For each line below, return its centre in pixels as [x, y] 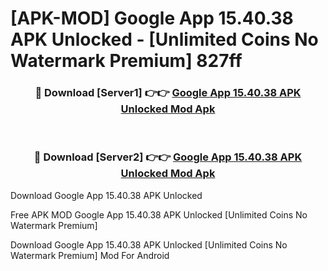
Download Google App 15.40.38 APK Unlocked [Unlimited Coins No [149, 244]
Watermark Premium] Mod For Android [90, 255]
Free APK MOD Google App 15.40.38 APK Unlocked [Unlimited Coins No [159, 214]
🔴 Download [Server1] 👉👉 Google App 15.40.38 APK [168, 93]
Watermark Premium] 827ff [126, 61]
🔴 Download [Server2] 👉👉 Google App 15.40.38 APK [168, 157]
